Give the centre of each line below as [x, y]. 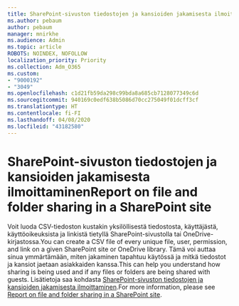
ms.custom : [23, 73]
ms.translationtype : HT [43, 107]
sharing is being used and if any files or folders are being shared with [109, 272]
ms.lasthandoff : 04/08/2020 [49, 120]
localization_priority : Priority [57, 60]
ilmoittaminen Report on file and [102, 192]
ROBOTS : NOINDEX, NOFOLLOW [47, 54]
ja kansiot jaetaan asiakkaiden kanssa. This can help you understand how [114, 265]
